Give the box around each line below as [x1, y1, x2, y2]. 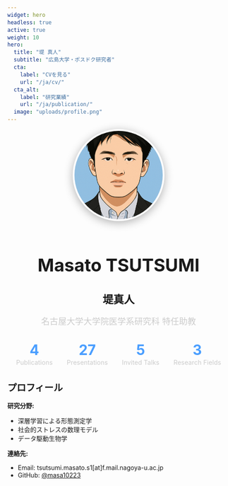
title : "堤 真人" [13, 49, 61, 56]
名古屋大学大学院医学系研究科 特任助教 [41, 316, 196, 327]
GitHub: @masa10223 [17, 471, 81, 480]
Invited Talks [121, 358, 160, 366]
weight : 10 [7, 34, 40, 41]
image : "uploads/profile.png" [13, 108, 102, 116]
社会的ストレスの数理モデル [17, 425, 99, 434]
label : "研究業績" [20, 93, 70, 100]
